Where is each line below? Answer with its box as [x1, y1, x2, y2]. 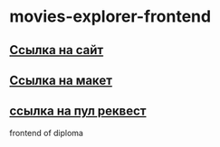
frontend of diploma [9, 127, 84, 138]
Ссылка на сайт [9, 42, 104, 58]
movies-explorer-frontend [9, 6, 211, 27]
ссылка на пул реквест [9, 104, 147, 119]
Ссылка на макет [9, 72, 113, 87]
